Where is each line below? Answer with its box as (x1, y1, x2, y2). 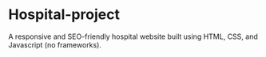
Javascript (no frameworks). (8, 40, 102, 49)
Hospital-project (8, 6, 120, 24)
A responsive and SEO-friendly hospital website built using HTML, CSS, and (8, 32, 258, 41)
